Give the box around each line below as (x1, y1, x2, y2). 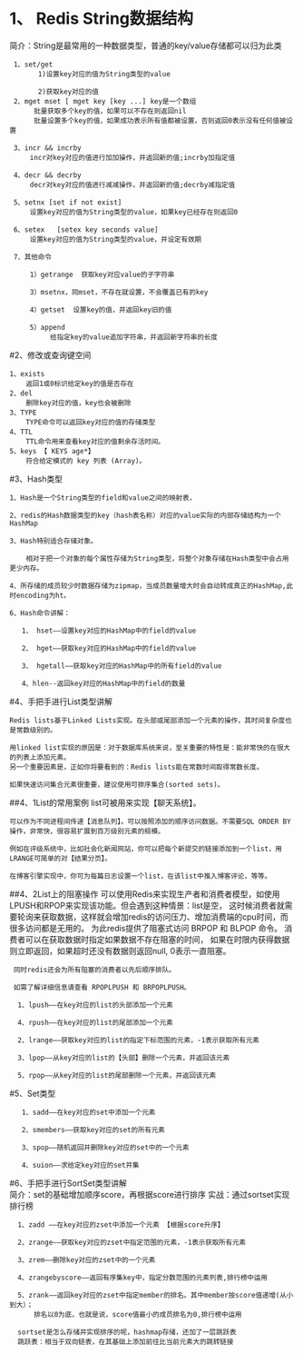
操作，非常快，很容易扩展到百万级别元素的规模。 (9, 826, 165, 836)
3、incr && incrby (13, 143, 82, 153)
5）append (29, 323, 65, 332)
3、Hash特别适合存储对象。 (9, 536, 98, 545)
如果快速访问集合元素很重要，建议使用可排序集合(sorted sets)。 (9, 780, 225, 789)
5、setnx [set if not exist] (13, 197, 122, 207)
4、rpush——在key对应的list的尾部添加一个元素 (17, 1018, 174, 1027)
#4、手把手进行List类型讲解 (9, 696, 113, 707)
